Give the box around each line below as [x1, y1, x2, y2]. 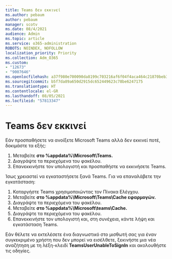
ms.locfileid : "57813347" [5, 98, 60, 103]
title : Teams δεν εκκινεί [5, 7, 60, 13]
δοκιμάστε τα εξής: [5, 143, 47, 149]
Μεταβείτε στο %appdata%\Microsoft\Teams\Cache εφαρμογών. [12, 194, 156, 201]
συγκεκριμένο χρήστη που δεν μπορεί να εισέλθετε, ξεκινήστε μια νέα [5, 237, 156, 243]
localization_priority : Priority [5, 50, 77, 55]
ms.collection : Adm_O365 [5, 55, 58, 61]
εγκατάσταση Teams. [12, 222, 58, 228]
